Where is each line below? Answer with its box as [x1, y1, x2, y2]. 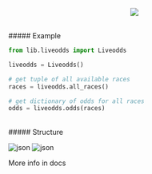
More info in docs [8, 158, 66, 168]
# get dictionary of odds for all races [8, 97, 146, 105]
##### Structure [8, 128, 64, 137]
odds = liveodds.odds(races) [8, 105, 106, 113]
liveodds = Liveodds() [8, 61, 84, 69]
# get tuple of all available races [8, 75, 130, 83]
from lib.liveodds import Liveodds [8, 46, 127, 54]
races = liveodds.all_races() [8, 82, 110, 91]
